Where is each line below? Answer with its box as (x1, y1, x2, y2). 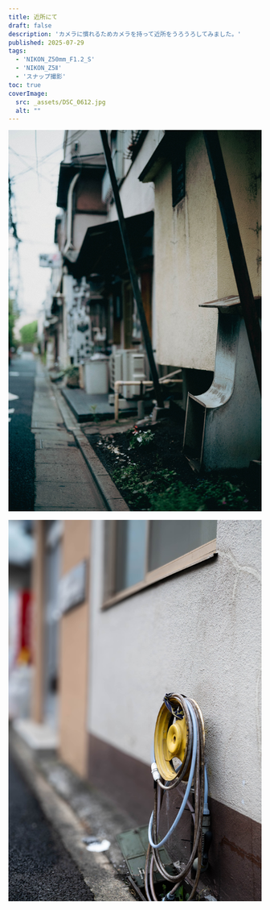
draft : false (8, 21, 52, 30)
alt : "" (15, 106, 42, 114)
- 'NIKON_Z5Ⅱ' (15, 64, 63, 73)
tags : (8, 47, 27, 56)
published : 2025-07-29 (8, 39, 84, 47)
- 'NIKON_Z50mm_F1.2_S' (15, 56, 95, 64)
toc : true (8, 81, 42, 89)
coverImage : (8, 89, 48, 98)
